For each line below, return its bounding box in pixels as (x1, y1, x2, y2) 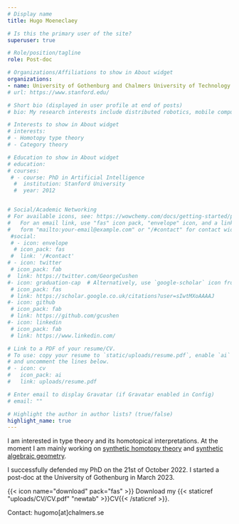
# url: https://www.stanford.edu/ (7, 88, 110, 96)
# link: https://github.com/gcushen (10, 312, 119, 319)
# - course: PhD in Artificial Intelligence (10, 174, 144, 181)
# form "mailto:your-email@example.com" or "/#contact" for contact (7, 226, 221, 233)
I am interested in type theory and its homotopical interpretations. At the (7, 436, 218, 446)
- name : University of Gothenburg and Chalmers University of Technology (7, 82, 231, 89)
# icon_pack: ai (7, 371, 62, 379)
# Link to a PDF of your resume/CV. (7, 345, 116, 352)
